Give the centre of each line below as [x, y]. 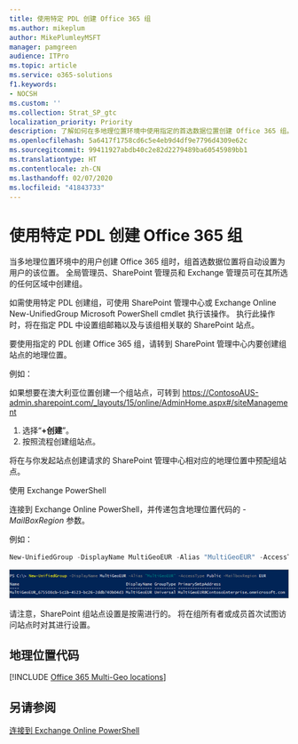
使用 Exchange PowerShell [58, 491]
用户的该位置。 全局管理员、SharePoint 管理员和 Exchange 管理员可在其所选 [149, 273]
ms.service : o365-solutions [61, 76]
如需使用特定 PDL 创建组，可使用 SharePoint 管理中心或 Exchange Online [143, 303]
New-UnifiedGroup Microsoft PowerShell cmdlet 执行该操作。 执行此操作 [142, 314]
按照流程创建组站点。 [61, 442]
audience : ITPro [39, 56]
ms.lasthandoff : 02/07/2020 [61, 178]
